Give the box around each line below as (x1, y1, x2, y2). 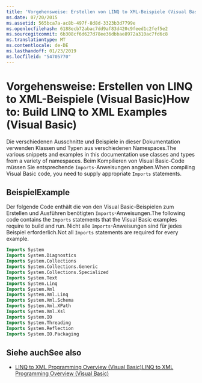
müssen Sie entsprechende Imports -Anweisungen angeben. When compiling (6, 163, 195, 170)
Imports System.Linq (6, 281, 58, 287)
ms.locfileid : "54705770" (6, 54, 71, 60)
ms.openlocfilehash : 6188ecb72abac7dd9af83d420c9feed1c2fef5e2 (6, 25, 168, 32)
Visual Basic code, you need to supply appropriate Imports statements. (6, 170, 182, 177)
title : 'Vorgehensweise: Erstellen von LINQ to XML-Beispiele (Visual (6, 8, 187, 15)
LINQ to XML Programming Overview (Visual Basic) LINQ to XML (14, 364, 174, 371)
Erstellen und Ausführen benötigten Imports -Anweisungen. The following (6, 210, 185, 217)
